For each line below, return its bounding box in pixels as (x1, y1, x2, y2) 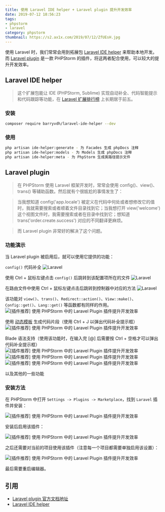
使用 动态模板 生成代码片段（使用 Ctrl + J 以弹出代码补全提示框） (5, 318, 138, 324)
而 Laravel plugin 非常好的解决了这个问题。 (17, 228, 105, 234)
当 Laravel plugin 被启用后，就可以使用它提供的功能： (5, 254, 115, 259)
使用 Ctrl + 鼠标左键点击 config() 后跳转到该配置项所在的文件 (5, 274, 130, 280)
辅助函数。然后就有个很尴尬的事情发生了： (36, 188, 124, 194)
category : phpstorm (5, 30, 45, 35)
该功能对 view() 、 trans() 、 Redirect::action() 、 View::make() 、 (5, 296, 136, 302)
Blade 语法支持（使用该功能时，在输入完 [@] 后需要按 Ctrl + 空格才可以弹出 (5, 335, 159, 341)
